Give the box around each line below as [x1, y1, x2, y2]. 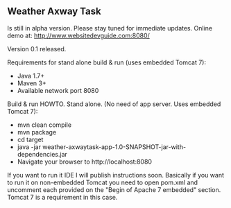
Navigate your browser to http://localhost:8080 [17, 157, 153, 166]
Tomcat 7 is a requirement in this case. [7, 193, 118, 201]
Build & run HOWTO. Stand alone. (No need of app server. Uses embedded [7, 100, 221, 108]
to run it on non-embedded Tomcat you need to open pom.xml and [7, 178, 198, 187]
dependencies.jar [17, 150, 68, 158]
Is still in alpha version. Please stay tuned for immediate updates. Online [7, 24, 213, 32]
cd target [17, 135, 44, 144]
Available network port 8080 [17, 86, 99, 94]
